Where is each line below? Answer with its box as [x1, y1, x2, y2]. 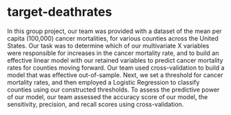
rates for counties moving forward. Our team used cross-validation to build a [7, 63, 225, 72]
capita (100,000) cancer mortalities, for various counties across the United [7, 34, 219, 42]
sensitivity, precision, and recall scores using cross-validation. [7, 100, 184, 108]
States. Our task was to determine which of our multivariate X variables [7, 41, 210, 50]
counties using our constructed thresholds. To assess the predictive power [7, 85, 220, 94]
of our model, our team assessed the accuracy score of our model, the [7, 92, 208, 101]
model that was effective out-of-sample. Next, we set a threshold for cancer [7, 70, 223, 79]
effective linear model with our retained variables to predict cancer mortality [7, 56, 223, 64]
